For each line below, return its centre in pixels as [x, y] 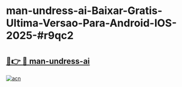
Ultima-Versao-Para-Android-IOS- [92, 23]
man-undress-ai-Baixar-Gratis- [84, 11]
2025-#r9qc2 [40, 36]
